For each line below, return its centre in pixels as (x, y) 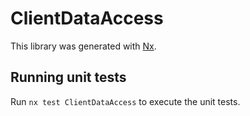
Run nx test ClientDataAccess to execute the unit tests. (125, 101)
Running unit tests (68, 77)
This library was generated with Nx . (83, 46)
